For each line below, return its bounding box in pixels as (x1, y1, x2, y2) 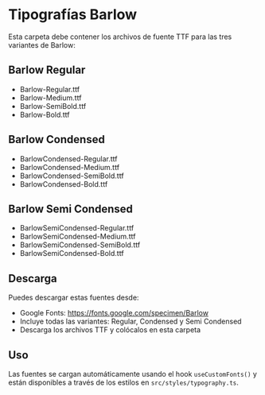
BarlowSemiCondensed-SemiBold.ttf (19, 240, 141, 250)
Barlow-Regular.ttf (19, 84, 80, 94)
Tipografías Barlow (8, 6, 138, 24)
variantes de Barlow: (8, 40, 76, 49)
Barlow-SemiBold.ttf (19, 101, 87, 110)
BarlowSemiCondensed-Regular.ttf (19, 223, 134, 233)
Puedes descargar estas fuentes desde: (8, 292, 139, 303)
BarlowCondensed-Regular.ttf (19, 153, 118, 164)
